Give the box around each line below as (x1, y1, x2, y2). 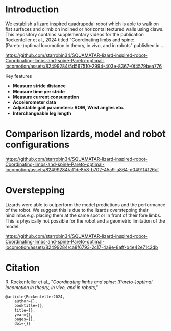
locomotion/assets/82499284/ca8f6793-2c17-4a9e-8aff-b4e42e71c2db (5, 244, 158, 250)
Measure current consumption (12, 94, 79, 100)
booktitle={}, (14, 303, 44, 308)
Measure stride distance (12, 83, 66, 89)
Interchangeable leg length (12, 110, 71, 116)
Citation (5, 262, 40, 273)
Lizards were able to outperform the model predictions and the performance (5, 201, 166, 208)
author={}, (14, 298, 38, 304)
